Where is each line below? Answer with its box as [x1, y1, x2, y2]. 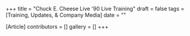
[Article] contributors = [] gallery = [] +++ [5, 23, 109, 30]
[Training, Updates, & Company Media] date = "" [5, 11, 126, 19]
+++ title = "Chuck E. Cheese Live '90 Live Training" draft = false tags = [5, 5, 185, 12]
